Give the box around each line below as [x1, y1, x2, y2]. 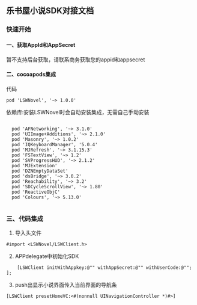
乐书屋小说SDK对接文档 [6, 5, 94, 16]
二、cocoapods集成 [6, 71, 56, 78]
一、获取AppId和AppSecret [6, 41, 76, 48]
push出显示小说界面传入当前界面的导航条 [14, 282, 117, 289]
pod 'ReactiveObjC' [11, 189, 61, 195]
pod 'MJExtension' [11, 162, 58, 168]
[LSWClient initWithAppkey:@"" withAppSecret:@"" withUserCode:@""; [17, 265, 192, 271]
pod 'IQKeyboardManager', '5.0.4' [11, 141, 98, 147]
